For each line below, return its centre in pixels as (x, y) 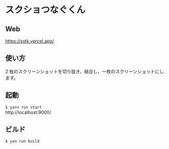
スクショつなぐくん (45, 10)
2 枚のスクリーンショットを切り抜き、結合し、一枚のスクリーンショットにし (85, 71)
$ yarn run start (24, 107)
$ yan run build (22, 141)
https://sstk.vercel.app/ (30, 41)
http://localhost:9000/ (28, 112)
